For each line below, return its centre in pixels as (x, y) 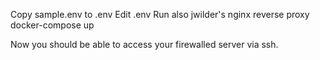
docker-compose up (52, 25)
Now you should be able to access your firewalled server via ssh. (144, 44)
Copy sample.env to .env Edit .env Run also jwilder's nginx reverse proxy (160, 14)
